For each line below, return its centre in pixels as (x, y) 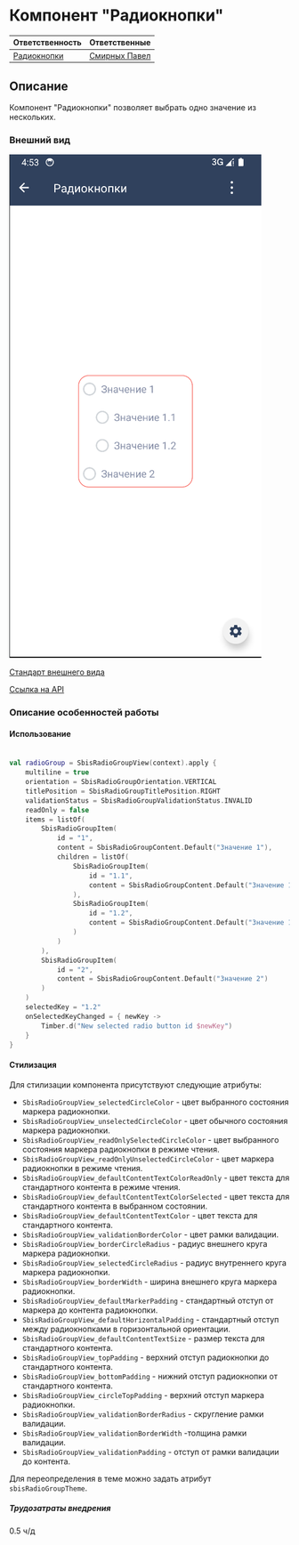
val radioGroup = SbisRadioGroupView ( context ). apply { (113, 763)
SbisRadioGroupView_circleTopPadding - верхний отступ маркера (143, 1395)
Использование (40, 733)
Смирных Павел (120, 55)
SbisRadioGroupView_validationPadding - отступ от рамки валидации (150, 1452)
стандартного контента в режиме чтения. (101, 1187)
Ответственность (47, 43)
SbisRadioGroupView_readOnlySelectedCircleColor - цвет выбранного (150, 1139)
